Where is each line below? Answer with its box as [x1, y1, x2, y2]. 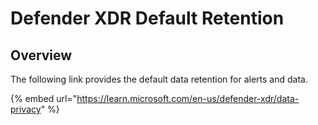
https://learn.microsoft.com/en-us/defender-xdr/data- [76, 93, 300, 104]
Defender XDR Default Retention [10, 7, 285, 30]
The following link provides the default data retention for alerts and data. [10, 73, 308, 85]
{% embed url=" [10, 93, 78, 104]
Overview [10, 47, 73, 64]
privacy [10, 103, 42, 115]
